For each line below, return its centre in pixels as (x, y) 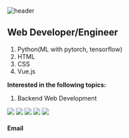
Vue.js (26, 71)
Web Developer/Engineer (63, 32)
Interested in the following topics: (57, 85)
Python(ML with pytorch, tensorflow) (70, 49)
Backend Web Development (57, 98)
